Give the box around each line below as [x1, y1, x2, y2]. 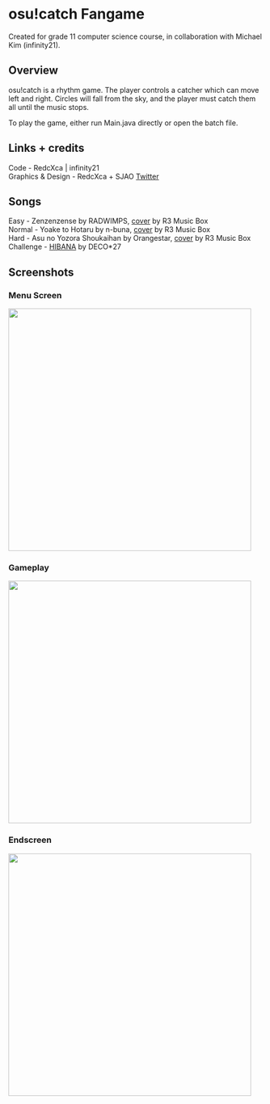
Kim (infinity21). [8, 40, 61, 49]
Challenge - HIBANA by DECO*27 [8, 242, 121, 251]
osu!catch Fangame [8, 5, 146, 23]
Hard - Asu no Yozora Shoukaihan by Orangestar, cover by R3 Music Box [8, 234, 251, 243]
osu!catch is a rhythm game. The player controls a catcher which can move [8, 85, 259, 95]
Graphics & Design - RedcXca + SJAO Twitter [8, 171, 159, 181]
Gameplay [8, 562, 50, 573]
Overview [8, 64, 59, 78]
